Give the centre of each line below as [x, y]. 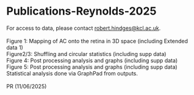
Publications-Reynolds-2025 [81, 11]
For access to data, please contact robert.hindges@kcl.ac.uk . [84, 28]
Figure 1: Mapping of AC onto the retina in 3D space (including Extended [97, 41]
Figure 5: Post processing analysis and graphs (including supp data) [92, 67]
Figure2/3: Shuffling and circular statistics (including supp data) [86, 54]
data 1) [15, 47]
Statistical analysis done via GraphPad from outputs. [72, 73]
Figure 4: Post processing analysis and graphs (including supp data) [92, 60]
